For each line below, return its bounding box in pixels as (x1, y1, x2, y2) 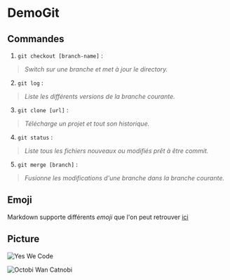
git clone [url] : (17, 106, 69, 114)
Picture (7, 233, 40, 245)
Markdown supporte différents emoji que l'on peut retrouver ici (7, 213, 189, 221)
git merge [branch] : (17, 160, 79, 168)
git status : (17, 133, 53, 141)
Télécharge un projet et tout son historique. (24, 119, 150, 128)
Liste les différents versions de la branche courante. (24, 93, 175, 100)
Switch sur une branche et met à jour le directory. (24, 65, 168, 73)
